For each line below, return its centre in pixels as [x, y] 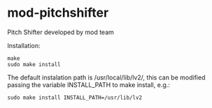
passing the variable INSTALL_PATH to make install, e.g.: [89, 84]
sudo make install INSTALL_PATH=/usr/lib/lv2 [75, 98]
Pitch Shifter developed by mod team [61, 32]
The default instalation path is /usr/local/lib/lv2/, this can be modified [106, 77]
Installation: [24, 45]
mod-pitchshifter [58, 13]
